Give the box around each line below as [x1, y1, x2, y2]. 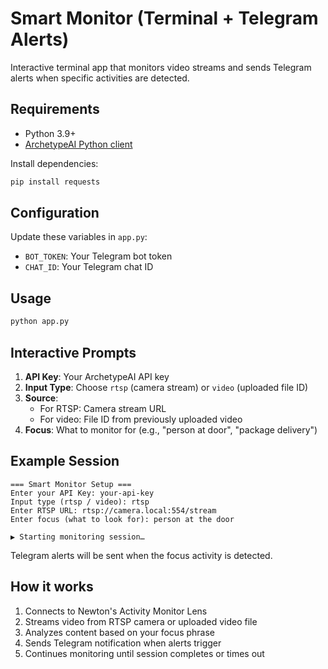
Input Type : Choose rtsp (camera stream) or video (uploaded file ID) [24, 381, 309, 393]
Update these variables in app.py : [10, 231, 148, 243]
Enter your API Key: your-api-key [10, 488, 155, 498]
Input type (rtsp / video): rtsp [10, 497, 150, 507]
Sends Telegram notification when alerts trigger [24, 637, 222, 649]
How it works [10, 578, 94, 596]
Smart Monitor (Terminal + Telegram [10, 7, 319, 30]
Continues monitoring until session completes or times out [24, 647, 265, 659]
